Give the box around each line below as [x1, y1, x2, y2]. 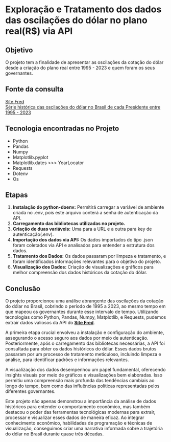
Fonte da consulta [5, 85, 64, 94]
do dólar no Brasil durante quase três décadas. [5, 431, 104, 437]
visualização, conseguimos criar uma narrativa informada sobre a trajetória [5, 426, 163, 432]
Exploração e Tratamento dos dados [5, 4, 162, 15]
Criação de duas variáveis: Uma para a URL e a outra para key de [12, 226, 152, 232]
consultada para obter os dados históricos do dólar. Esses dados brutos [5, 346, 157, 352]
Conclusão [5, 284, 41, 293]
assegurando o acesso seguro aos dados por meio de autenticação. [5, 335, 149, 341]
